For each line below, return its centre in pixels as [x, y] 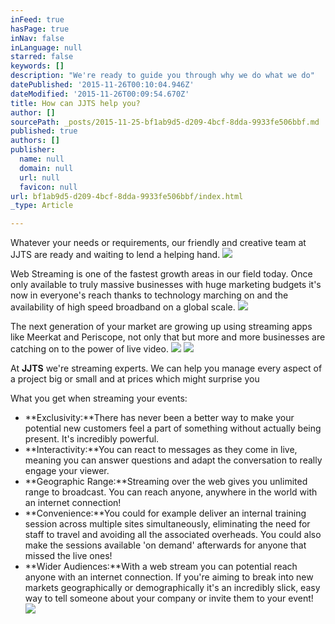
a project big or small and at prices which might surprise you [135, 379]
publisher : [33, 150]
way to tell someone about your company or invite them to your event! [169, 598]
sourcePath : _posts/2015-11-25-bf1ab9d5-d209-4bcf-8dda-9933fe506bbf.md [165, 122]
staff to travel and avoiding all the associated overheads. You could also [173, 535]
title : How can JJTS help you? [75, 103]
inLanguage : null [46, 47]
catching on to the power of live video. [89, 349]
